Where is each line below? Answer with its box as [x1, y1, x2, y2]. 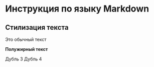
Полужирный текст [5, 46, 48, 52]
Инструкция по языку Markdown [5, 3, 149, 15]
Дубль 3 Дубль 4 [5, 56, 42, 62]
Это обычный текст [5, 36, 47, 42]
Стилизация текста [5, 23, 69, 32]
